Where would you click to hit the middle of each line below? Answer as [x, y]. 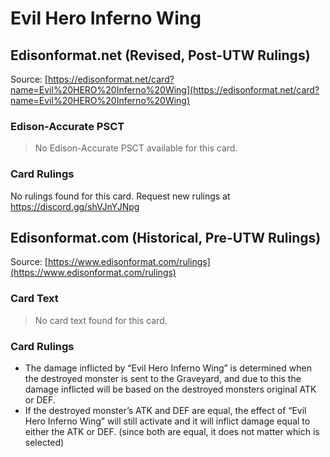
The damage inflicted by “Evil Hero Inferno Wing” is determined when [168, 368]
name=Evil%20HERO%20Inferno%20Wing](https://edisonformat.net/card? [165, 90]
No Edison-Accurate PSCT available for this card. [136, 148]
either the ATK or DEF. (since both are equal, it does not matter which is [172, 431]
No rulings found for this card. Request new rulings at [120, 196]
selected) [44, 442]
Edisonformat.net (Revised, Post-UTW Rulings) [160, 55]
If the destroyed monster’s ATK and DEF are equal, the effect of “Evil [165, 410]
